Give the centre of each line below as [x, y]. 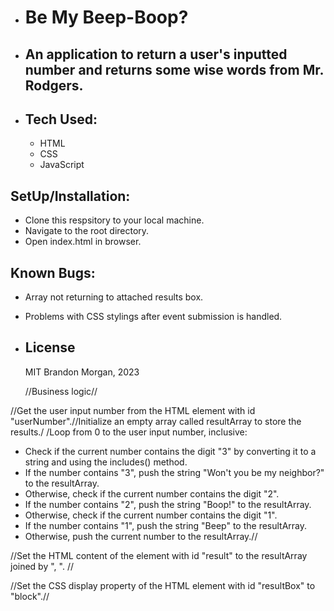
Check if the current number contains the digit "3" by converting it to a [170, 451]
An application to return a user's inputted [156, 54]
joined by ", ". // [42, 566]
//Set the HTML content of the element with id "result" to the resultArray [159, 555]
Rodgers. [54, 85]
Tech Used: [61, 119]
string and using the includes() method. [106, 462]
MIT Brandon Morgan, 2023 [82, 372]
